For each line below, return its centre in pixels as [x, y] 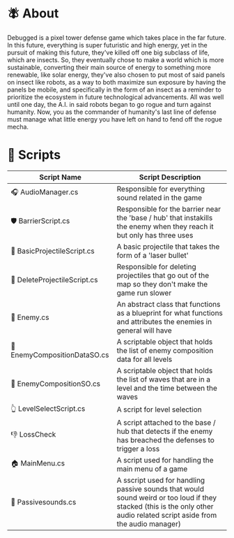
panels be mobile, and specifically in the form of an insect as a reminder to [114, 89]
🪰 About [33, 14]
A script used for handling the [165, 460]
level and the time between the [167, 388]
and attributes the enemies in [164, 321]
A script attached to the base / [166, 422]
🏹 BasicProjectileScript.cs [53, 251]
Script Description [170, 177]
